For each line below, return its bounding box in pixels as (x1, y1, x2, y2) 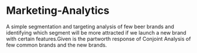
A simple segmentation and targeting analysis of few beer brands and (6, 23, 175, 30)
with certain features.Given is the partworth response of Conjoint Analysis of (6, 35, 191, 42)
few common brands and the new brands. (6, 41, 107, 48)
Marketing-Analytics (6, 4, 110, 17)
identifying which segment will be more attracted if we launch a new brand (6, 29, 186, 36)
